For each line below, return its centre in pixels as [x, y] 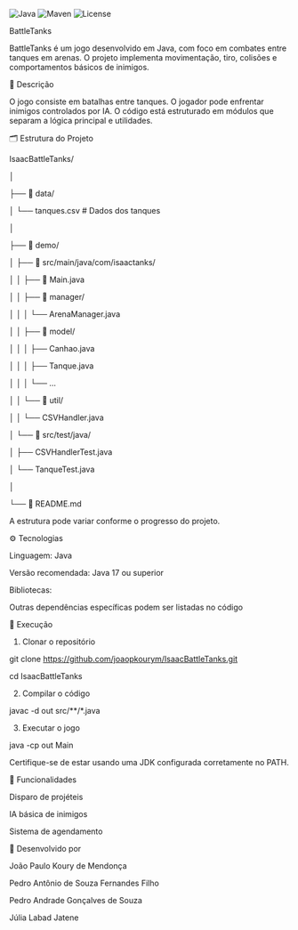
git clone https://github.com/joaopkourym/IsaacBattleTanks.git [124, 659]
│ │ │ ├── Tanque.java [52, 366]
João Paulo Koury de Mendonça [68, 866]
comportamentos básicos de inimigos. [79, 67]
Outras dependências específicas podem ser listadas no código [126, 607]
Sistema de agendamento [56, 831]
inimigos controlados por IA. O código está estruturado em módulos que [141, 111]
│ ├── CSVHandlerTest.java [61, 452]
